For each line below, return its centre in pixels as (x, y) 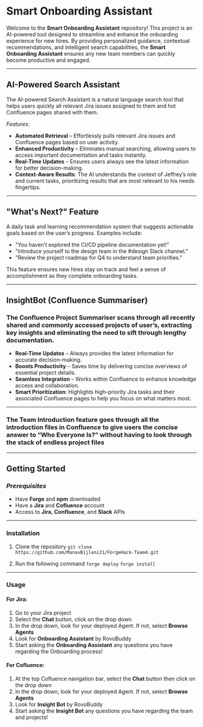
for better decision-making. (49, 168)
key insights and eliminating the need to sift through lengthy (96, 332)
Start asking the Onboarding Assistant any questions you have (94, 645)
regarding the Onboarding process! (59, 651)
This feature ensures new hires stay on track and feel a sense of (86, 269)
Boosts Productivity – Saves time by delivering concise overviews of (101, 366)
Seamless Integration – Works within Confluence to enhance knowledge (105, 379)
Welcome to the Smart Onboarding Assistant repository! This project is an (99, 28)
